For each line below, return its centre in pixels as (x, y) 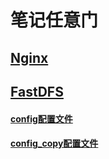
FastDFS (37, 91)
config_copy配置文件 (54, 143)
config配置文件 (41, 118)
